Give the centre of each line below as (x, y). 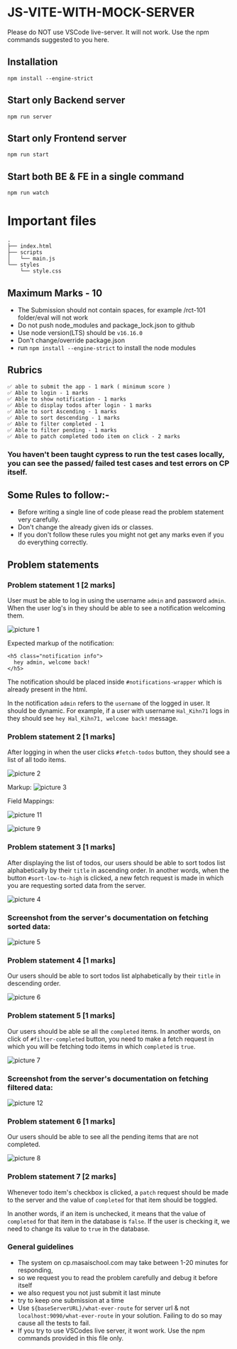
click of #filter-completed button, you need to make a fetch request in (111, 1039)
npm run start (28, 155)
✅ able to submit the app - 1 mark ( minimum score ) (89, 386)
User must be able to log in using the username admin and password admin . (117, 601)
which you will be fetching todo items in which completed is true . (101, 1046)
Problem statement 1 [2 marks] (61, 585)
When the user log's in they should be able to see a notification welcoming (116, 608)
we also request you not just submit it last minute (89, 1293)
